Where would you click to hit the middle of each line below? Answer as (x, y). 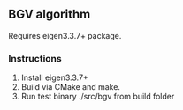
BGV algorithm (50, 15)
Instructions (35, 58)
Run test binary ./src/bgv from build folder (98, 97)
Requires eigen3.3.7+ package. (65, 35)
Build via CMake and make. (71, 87)
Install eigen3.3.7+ (55, 77)
